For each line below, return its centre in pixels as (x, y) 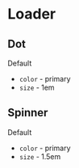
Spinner (28, 113)
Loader (32, 14)
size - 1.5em (40, 156)
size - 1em (37, 87)
